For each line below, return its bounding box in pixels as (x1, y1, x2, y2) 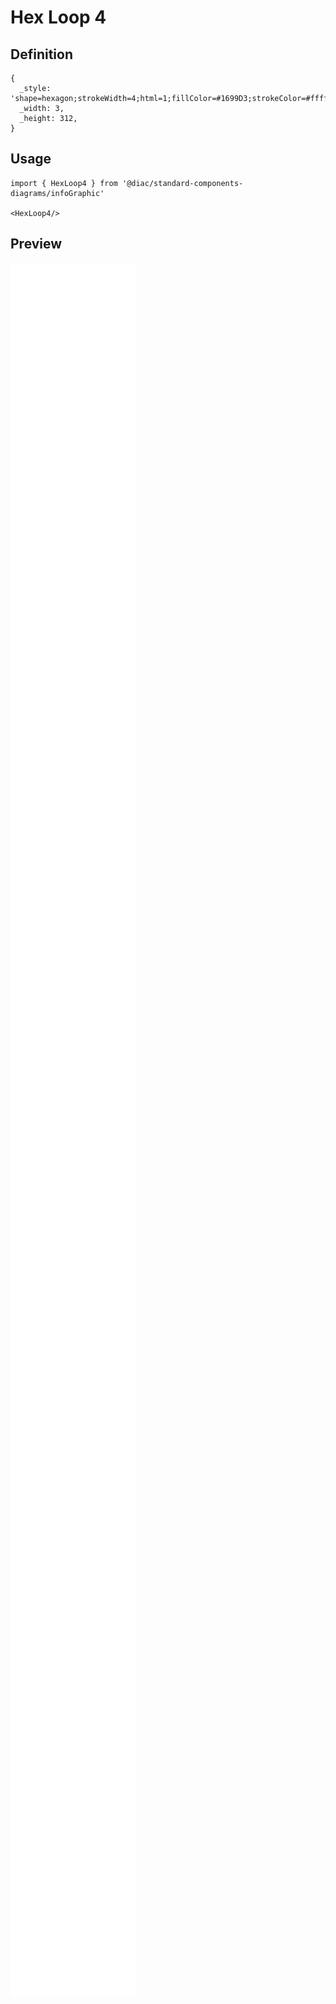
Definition (10, 46, 73, 63)
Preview (10, 236, 63, 253)
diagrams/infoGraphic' (10, 188, 105, 198)
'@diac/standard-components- (121, 178, 244, 188)
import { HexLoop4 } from (10, 178, 118, 188)
